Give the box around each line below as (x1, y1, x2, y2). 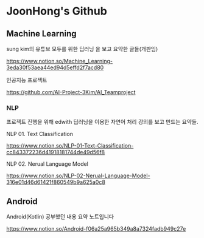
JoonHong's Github (6, 4, 108, 18)
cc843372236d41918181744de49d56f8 (6, 149, 105, 156)
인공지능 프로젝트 (6, 76, 47, 83)
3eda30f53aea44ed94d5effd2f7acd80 (6, 64, 104, 71)
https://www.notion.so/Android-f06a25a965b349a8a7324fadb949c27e (6, 225, 186, 233)
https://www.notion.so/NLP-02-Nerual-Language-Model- (6, 172, 150, 180)
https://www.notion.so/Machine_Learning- (6, 58, 113, 64)
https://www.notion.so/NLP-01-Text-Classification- (6, 142, 134, 149)
